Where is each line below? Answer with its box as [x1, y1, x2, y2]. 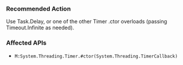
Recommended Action [6, 5, 72, 13]
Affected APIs [6, 39, 47, 47]
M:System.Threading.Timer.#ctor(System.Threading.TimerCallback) [14, 53, 178, 59]
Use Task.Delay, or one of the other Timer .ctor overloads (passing [6, 18, 167, 25]
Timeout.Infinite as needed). [6, 24, 74, 31]
